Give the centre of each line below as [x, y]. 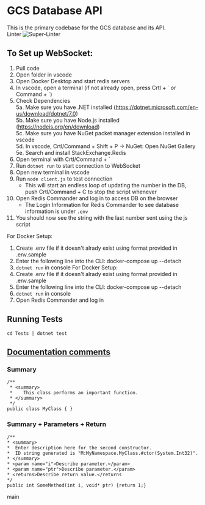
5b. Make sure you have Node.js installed [67, 120]
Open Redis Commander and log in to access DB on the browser [97, 198]
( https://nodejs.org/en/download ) [58, 127]
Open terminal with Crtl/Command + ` [63, 159]
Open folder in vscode [44, 75]
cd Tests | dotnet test [37, 333]
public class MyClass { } [40, 409]
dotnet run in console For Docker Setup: [67, 267]
